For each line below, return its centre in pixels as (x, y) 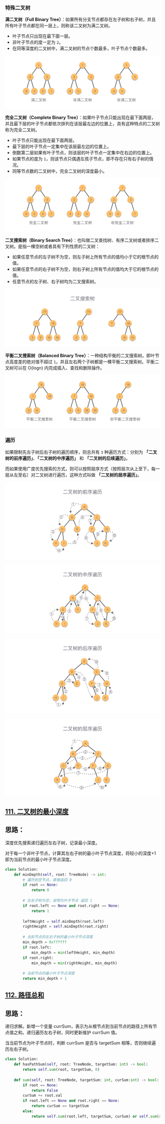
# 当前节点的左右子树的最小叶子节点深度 (58, 937)
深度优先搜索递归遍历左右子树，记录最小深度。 (52, 843)
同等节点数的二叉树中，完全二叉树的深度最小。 (59, 171)
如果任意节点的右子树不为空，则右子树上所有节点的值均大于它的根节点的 (85, 269)
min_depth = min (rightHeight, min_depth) (74, 963)
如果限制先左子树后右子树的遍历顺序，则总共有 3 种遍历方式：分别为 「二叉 (81, 452)
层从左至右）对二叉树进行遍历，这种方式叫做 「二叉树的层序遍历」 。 (73, 475)
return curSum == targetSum (60, 1106)
